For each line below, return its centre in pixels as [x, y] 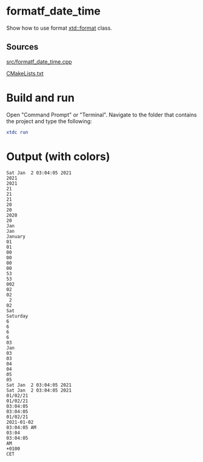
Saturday [17, 316]
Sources [22, 47]
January [16, 236]
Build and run [40, 98]
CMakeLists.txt [25, 73]
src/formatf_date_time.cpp [39, 61]
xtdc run [17, 132]
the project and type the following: [49, 121]
